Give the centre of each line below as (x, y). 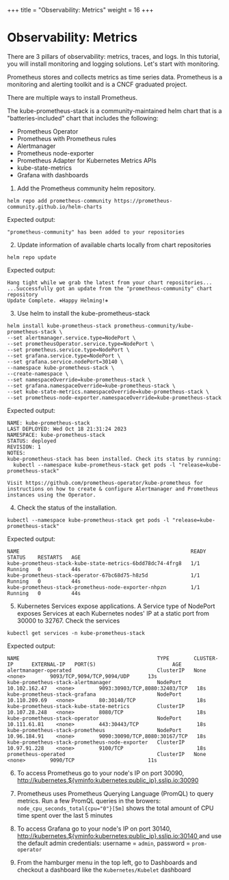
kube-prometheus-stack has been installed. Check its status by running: (114, 459)
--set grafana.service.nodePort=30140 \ (66, 362)
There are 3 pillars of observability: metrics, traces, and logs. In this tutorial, (114, 56)
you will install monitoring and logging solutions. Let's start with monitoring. (113, 64)
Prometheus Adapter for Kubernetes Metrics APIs (87, 160)
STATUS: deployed (32, 441)
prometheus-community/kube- (154, 326)
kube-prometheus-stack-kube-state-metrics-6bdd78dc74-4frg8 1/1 (104, 563)
